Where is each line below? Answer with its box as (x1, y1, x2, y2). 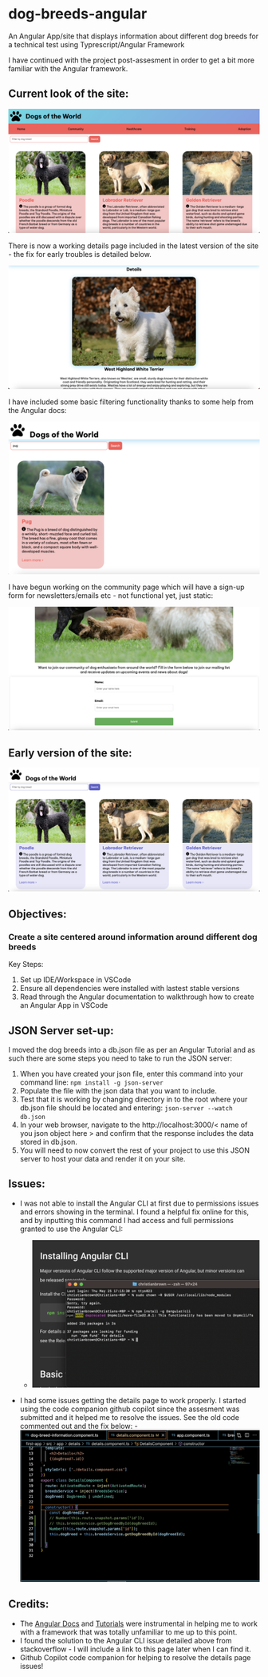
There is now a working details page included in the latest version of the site (8, 241, 259, 251)
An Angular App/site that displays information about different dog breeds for (8, 31, 259, 41)
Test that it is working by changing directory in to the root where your (19, 1094, 248, 1104)
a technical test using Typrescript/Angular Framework (8, 39, 185, 49)
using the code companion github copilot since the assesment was (19, 1404, 240, 1414)
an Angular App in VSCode (19, 1001, 108, 1010)
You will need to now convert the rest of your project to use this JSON (19, 1145, 250, 1155)
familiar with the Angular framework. (8, 63, 128, 73)
